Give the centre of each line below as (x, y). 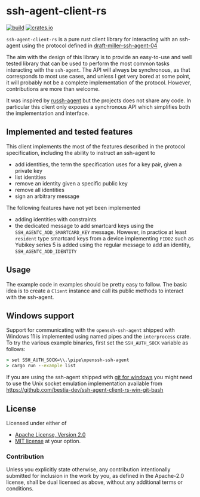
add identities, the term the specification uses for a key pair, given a (98, 164)
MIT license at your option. (48, 441)
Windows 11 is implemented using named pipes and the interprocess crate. (99, 337)
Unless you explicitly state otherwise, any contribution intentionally (88, 469)
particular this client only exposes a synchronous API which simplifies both (98, 106)
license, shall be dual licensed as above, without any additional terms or (95, 482)
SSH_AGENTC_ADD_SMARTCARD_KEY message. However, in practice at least (101, 232)
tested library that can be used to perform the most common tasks (88, 63)
